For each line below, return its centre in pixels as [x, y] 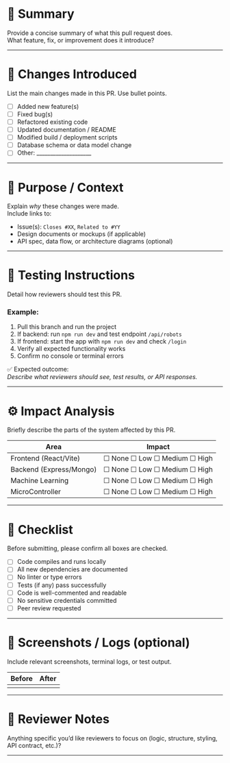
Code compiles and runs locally [61, 562]
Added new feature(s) [48, 106]
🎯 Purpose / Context [65, 187]
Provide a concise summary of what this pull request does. [90, 33]
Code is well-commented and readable [72, 593]
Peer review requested [49, 608]
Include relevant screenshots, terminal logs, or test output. [89, 661]
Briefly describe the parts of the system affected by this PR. [91, 430]
